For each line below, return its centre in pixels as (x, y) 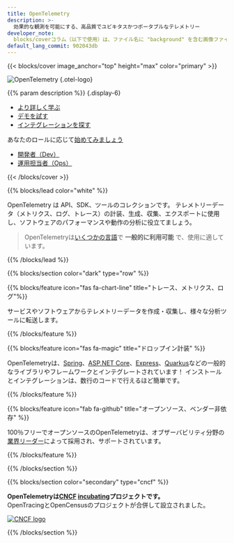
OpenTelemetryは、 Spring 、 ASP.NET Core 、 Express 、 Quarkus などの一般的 (117, 363)
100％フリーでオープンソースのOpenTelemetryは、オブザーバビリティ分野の (116, 432)
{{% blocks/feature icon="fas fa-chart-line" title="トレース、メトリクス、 (112, 288)
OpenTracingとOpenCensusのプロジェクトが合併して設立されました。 (108, 505)
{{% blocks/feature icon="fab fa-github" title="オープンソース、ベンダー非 (114, 409)
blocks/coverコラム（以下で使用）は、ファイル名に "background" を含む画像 (114, 40)
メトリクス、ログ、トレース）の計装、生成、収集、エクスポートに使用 (119, 214)
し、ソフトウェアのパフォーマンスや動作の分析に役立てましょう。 (102, 222)
